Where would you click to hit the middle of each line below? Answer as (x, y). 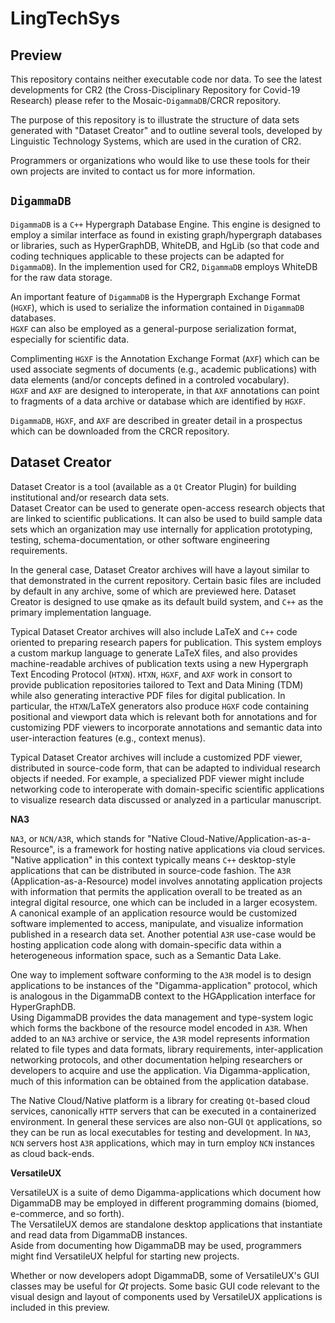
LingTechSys (65, 18)
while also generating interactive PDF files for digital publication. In (148, 695)
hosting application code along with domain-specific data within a (146, 944)
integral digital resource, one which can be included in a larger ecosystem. (164, 902)
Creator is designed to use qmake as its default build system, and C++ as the (167, 601)
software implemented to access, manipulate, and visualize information (157, 923)
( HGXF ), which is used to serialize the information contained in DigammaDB (157, 307)
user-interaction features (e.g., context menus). (108, 738)
